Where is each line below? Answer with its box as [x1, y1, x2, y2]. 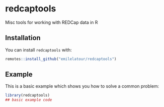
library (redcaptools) [5, 93, 50, 98]
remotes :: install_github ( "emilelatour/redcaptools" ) [5, 56, 117, 61]
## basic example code [5, 98, 52, 103]
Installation [5, 34, 41, 42]
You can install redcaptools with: [5, 47, 72, 53]
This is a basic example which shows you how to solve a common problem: [5, 83, 159, 89]
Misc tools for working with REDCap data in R [5, 19, 98, 25]
